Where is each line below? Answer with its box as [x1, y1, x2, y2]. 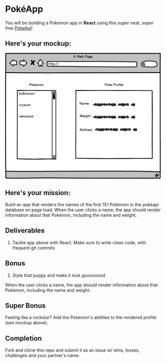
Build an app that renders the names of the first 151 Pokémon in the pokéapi [5, 201, 159, 207]
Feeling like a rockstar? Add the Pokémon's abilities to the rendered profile [5, 315, 157, 320]
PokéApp [5, 3, 43, 15]
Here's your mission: [5, 188, 71, 197]
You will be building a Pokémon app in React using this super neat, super [5, 20, 154, 26]
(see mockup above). [5, 320, 48, 326]
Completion [5, 334, 42, 342]
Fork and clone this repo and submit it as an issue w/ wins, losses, [5, 347, 140, 353]
